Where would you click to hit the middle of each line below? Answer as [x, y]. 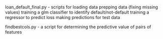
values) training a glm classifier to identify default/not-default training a [77, 12]
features [14, 32]
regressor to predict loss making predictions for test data [63, 17]
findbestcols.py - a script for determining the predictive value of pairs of [78, 27]
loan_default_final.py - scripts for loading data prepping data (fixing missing [81, 7]
